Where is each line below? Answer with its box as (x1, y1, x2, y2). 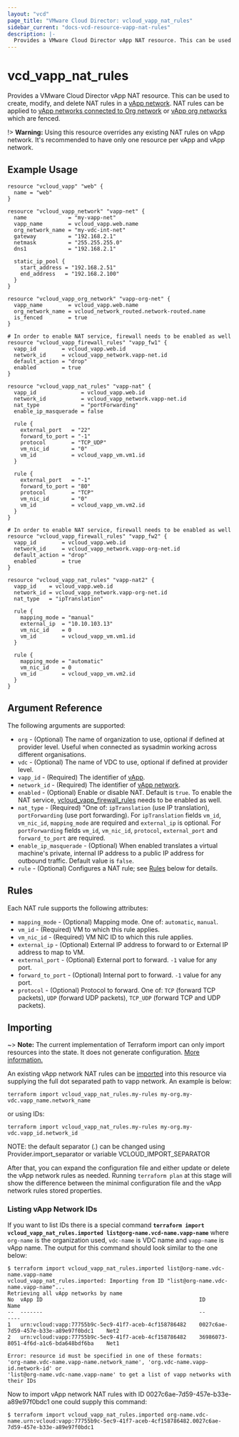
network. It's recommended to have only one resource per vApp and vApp (7, 136, 225, 144)
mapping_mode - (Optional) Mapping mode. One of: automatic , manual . (17, 917, 219, 926)
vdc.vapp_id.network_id (7, 1130, 78, 1137)
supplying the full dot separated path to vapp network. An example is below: (7, 1077, 232, 1086)
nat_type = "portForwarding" (14, 401, 139, 409)
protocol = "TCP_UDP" (20, 439, 107, 446)
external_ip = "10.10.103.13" (20, 620, 113, 627)
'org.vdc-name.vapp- (147, 1358, 209, 1366)
